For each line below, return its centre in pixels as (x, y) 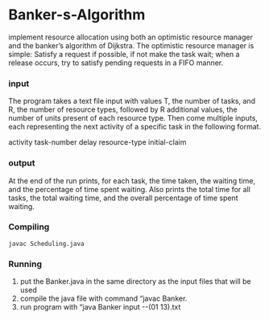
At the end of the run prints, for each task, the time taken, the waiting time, (132, 181)
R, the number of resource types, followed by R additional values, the (123, 109)
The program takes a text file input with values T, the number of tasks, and (132, 101)
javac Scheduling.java (46, 244)
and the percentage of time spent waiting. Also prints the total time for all (130, 189)
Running (25, 264)
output (22, 163)
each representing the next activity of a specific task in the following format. (135, 127)
